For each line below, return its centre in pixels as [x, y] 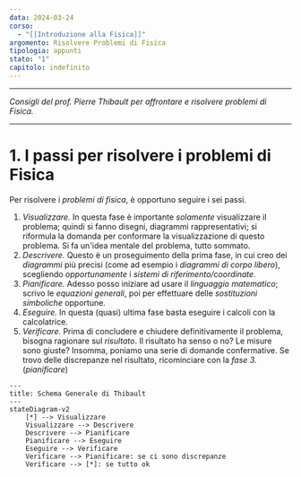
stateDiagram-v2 [39, 409]
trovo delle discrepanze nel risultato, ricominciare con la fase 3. [139, 360]
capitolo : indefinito [50, 68]
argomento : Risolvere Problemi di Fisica [88, 43]
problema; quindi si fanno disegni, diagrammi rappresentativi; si [140, 226]
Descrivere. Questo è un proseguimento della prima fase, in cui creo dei [155, 255]
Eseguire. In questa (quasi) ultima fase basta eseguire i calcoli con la [149, 312]
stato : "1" [30, 59]
